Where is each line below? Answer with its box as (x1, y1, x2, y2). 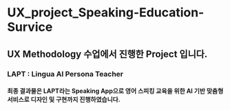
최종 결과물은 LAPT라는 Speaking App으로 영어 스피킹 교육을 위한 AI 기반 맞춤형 (7, 87, 224, 95)
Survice (7, 19, 53, 35)
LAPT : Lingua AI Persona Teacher (7, 69, 124, 79)
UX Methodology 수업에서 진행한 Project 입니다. (7, 48, 208, 59)
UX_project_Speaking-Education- (7, 5, 205, 20)
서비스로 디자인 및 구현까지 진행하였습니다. (7, 96, 121, 104)
